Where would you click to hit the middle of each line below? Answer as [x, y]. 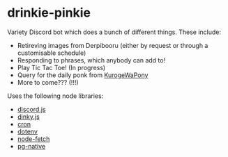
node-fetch [33, 139]
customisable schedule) [52, 53]
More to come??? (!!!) [48, 82]
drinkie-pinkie [49, 13]
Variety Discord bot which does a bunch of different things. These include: [114, 32]
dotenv [28, 131]
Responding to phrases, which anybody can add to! [91, 60]
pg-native [31, 146]
